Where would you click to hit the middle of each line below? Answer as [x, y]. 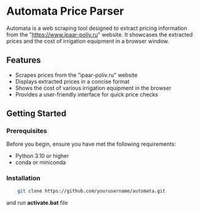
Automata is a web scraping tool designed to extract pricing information [97, 28]
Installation [24, 178]
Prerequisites [27, 131]
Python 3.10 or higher [42, 156]
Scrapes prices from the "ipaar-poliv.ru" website [76, 75]
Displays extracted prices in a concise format [72, 81]
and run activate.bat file [37, 202]
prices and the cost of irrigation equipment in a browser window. [88, 41]
